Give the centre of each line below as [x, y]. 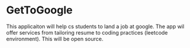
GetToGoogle [39, 10]
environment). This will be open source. [55, 39]
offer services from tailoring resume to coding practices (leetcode [87, 32]
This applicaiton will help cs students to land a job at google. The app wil [95, 26]
